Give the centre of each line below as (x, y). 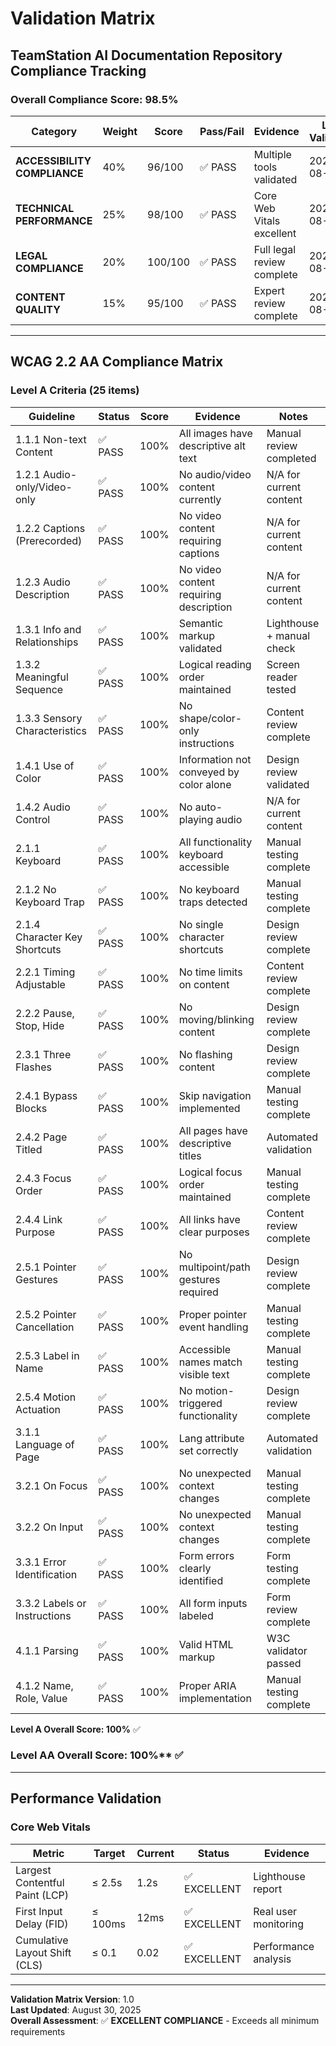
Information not (215, 759)
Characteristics (51, 730)
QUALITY (38, 309)
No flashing (205, 1054)
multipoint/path (214, 1267)
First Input (39, 1911)
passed (284, 1663)
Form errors (206, 1555)
